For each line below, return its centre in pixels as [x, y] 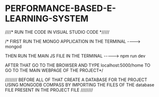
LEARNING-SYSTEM [47, 19]
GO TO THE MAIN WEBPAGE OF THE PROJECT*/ [54, 70]
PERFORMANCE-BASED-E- [60, 8]
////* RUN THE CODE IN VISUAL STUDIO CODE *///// [57, 32]
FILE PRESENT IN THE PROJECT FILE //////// [49, 90]
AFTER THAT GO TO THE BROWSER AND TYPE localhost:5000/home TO [78, 65]
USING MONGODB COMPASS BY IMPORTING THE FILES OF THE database [80, 84]
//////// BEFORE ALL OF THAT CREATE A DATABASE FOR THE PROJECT [76, 80]
